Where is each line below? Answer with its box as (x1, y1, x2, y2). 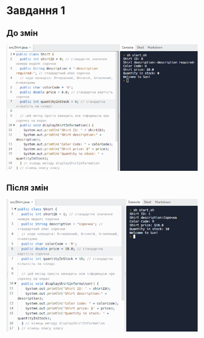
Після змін (6, 183, 49, 193)
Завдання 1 (6, 4, 66, 18)
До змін (6, 28, 38, 38)
